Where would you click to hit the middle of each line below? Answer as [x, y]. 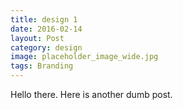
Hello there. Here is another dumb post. [91, 94]
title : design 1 [44, 19]
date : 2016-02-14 [46, 29]
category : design [46, 47]
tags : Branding [42, 66]
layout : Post [37, 38]
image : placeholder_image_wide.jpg [84, 57]
